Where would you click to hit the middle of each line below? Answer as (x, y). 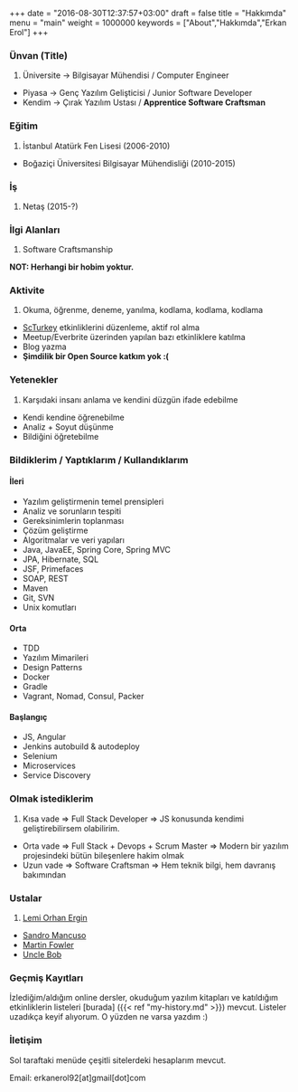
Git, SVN (38, 597)
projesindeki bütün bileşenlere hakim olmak (103, 855)
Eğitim (24, 126)
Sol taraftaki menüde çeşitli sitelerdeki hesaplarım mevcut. (118, 1060)
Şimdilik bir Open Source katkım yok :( (96, 356)
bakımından (44, 874)
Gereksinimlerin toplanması (73, 520)
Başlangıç (28, 717)
